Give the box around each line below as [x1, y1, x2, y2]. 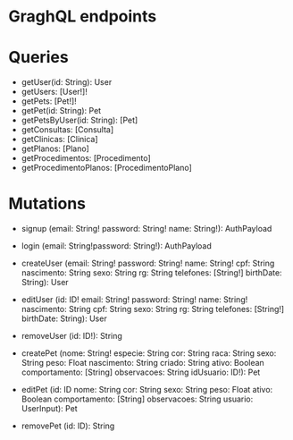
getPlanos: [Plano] [21, 143, 90, 154]
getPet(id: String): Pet [21, 106, 102, 116]
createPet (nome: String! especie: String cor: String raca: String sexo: [21, 348, 277, 359]
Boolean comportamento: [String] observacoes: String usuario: [21, 393, 254, 404]
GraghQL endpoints [8, 6, 157, 27]
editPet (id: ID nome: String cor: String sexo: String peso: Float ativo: [21, 385, 273, 395]
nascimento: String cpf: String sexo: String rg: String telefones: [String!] [21, 304, 285, 315]
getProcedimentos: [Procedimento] [21, 153, 151, 164]
